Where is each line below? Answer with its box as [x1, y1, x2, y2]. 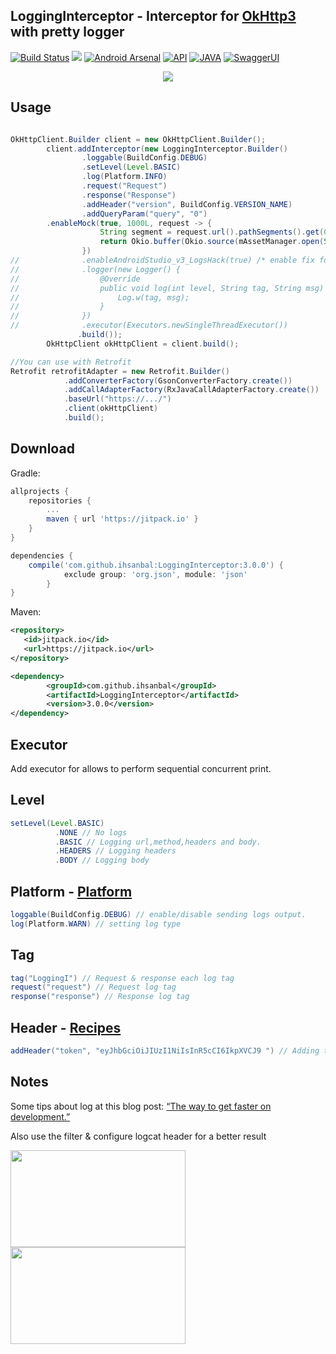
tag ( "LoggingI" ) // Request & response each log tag [10, 973, 235, 983]
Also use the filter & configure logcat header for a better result [10, 1130, 267, 1142]
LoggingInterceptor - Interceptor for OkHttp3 [10, 8, 297, 25]
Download [10, 440, 75, 458]
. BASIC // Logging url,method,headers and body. [54, 837, 262, 847]
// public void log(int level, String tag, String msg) [10, 283, 325, 293]
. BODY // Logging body [54, 855, 150, 866]
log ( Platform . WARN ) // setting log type [10, 919, 182, 929]
